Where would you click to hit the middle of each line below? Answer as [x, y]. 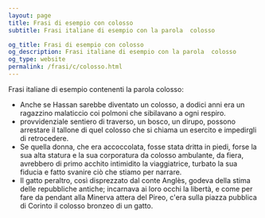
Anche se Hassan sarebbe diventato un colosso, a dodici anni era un [132, 105]
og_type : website [37, 59]
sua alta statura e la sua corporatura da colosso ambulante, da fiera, [132, 155]
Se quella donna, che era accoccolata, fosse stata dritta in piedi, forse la [138, 147]
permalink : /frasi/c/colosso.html [66, 67]
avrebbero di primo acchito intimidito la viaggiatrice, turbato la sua [129, 163]
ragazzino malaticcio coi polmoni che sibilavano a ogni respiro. [123, 113]
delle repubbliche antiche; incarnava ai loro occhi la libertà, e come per [136, 189]
